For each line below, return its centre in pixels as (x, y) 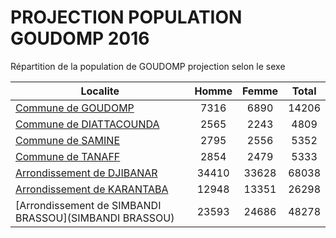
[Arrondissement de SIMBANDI (88, 205)
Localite (100, 91)
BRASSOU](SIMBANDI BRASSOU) (95, 218)
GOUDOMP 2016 (80, 38)
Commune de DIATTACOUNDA (87, 124)
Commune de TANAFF (68, 156)
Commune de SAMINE (67, 140)
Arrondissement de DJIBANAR (86, 173)
